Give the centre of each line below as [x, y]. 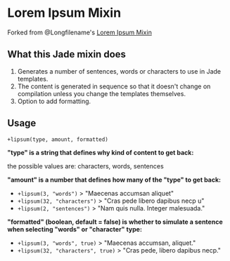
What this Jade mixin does [67, 54]
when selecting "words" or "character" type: [75, 229]
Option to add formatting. [54, 101]
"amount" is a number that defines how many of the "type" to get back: [114, 180]
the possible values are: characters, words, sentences [85, 166]
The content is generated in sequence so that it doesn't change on [114, 86]
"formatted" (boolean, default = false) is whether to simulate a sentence [115, 222]
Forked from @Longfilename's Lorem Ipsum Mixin [80, 32]
